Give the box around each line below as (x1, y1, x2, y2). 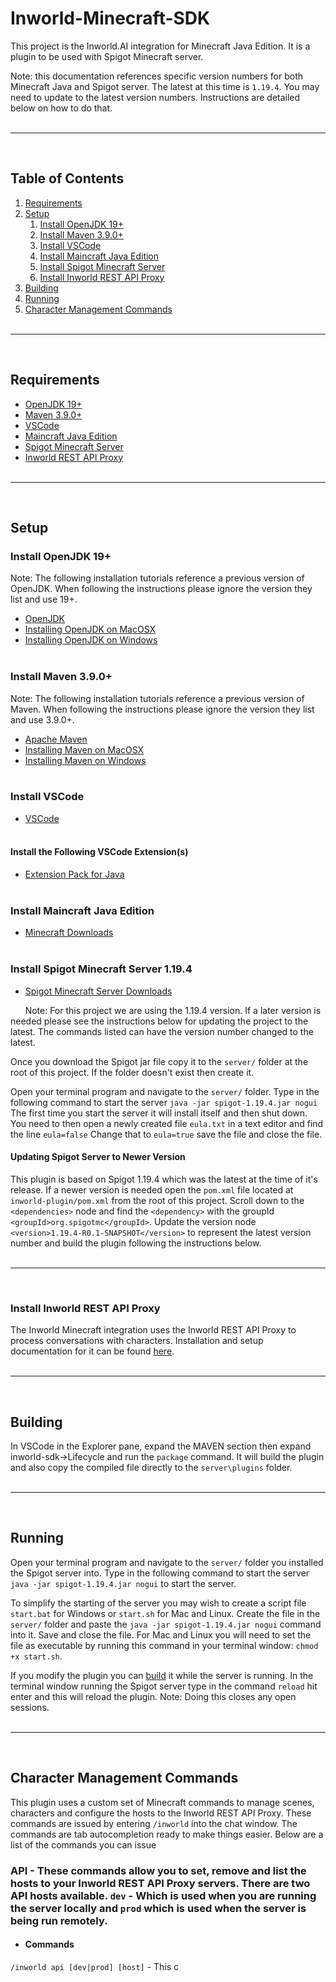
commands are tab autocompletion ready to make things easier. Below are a (10, 1828, 324, 1840)
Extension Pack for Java (24, 868, 125, 881)
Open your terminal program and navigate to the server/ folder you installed (10, 1556, 324, 1568)
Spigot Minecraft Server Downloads (24, 985, 173, 997)
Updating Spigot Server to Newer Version (10, 1151, 186, 1163)
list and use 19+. (10, 593, 78, 606)
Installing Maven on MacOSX (24, 743, 145, 756)
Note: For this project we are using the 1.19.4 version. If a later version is (24, 1004, 322, 1016)
